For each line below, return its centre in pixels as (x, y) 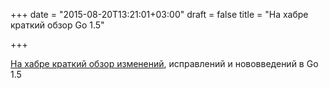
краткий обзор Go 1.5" (57, 25)
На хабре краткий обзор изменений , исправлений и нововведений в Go (164, 63)
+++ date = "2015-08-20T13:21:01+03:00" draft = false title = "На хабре (159, 14)
